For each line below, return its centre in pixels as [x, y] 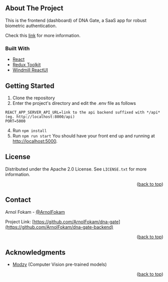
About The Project [34, 8]
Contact [18, 200]
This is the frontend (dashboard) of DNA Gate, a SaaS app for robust [76, 20]
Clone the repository [34, 98]
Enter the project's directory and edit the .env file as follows [74, 103]
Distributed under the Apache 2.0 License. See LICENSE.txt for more [76, 169]
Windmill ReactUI [30, 70]
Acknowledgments [36, 252]
